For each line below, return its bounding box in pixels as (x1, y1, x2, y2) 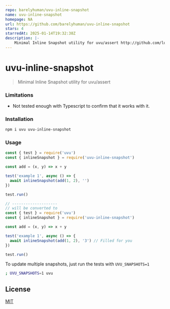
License (5, 285, 31, 293)
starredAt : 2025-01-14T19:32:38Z (5, 31, 76, 36)
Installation (5, 115, 34, 122)
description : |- (5, 36, 39, 41)
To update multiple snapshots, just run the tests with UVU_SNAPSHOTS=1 (5, 261, 150, 267)
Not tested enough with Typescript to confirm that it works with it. (12, 103, 150, 109)
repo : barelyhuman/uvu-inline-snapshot (5, 7, 90, 13)
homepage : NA (5, 17, 33, 22)
